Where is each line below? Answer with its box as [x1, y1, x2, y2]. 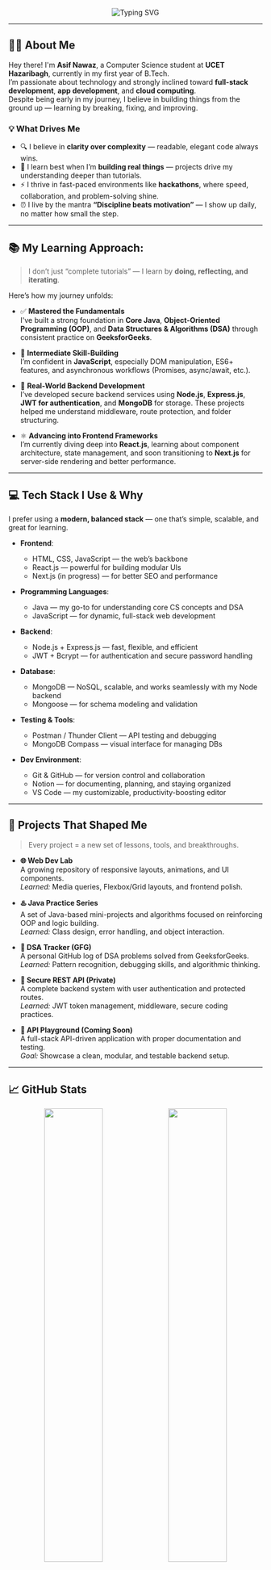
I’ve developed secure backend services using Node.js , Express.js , [19, 389, 246, 399]
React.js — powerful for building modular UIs [31, 562, 181, 572]
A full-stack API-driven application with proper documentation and [19, 1033, 242, 1043]
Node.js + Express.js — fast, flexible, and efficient [31, 642, 198, 651]
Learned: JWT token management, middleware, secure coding [19, 1001, 228, 1011]
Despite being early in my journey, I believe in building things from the [8, 94, 240, 104]
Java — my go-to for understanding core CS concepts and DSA [31, 602, 244, 612]
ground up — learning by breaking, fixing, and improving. [8, 103, 198, 112]
